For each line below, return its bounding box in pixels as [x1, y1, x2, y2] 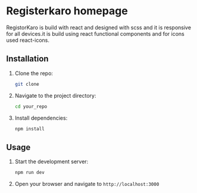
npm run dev [14, 170, 45, 176]
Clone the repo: [14, 70, 54, 77]
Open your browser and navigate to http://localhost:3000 [14, 180, 160, 188]
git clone [14, 81, 40, 87]
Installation [6, 54, 49, 64]
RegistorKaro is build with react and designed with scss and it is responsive [6, 24, 192, 31]
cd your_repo [14, 103, 48, 110]
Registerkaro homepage [6, 4, 128, 18]
